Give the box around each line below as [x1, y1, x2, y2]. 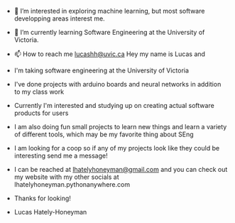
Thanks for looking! [13, 194, 71, 202]
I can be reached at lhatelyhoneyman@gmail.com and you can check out [13, 165, 228, 173]
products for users [13, 109, 69, 117]
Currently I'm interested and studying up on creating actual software [13, 102, 214, 109]
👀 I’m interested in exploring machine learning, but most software [13, 7, 205, 15]
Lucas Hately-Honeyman [13, 208, 87, 216]
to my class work [13, 87, 65, 96]
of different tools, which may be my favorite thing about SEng [13, 130, 194, 138]
